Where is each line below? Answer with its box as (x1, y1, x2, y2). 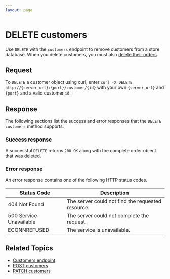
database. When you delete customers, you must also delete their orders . (5, 51, 158, 57)
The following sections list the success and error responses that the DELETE (5, 118, 162, 124)
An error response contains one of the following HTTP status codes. (5, 177, 148, 183)
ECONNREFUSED (8, 226, 50, 234)
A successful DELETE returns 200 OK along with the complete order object (5, 148, 156, 154)
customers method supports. (5, 123, 64, 129)
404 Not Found (8, 201, 44, 208)
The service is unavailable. (66, 226, 131, 234)
